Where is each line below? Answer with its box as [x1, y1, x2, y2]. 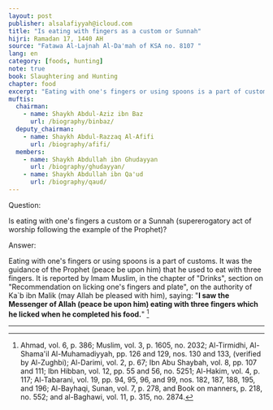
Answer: [8, 240, 37, 250]
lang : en [8, 50, 38, 58]
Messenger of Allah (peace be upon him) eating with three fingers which [8, 299, 258, 309]
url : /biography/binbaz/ [29, 118, 115, 126]
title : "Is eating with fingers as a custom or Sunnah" [8, 27, 201, 35]
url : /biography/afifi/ [29, 140, 111, 149]
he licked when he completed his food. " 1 [8, 308, 149, 319]
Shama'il [19, 348, 50, 358]
